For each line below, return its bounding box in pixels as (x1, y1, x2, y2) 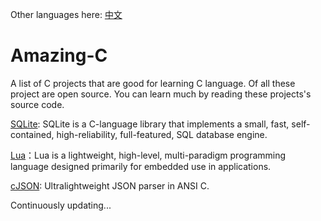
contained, (10, 128, 55, 140)
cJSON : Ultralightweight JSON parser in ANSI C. (10, 179, 210, 192)
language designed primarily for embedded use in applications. (10, 160, 272, 172)
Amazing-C (10, 44, 108, 67)
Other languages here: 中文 (10, 9, 123, 20)
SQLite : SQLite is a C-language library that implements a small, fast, (10, 118, 290, 130)
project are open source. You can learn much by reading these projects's (10, 88, 312, 100)
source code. (10, 98, 65, 110)
